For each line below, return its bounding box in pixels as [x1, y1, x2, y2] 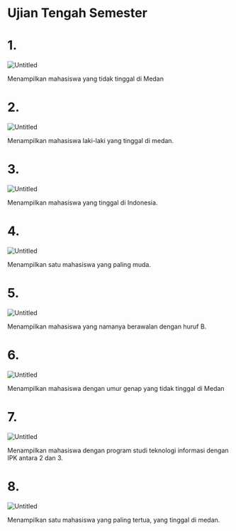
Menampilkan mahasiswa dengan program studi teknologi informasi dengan [7, 446, 229, 455]
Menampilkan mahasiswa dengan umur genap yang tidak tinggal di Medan [7, 384, 225, 392]
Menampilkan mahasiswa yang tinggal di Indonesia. [7, 198, 158, 207]
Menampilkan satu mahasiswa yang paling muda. [7, 260, 151, 268]
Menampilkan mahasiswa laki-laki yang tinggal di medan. [7, 137, 174, 145]
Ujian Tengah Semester [7, 5, 147, 21]
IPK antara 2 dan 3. [7, 453, 64, 462]
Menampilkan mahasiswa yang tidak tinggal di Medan [7, 74, 164, 83]
